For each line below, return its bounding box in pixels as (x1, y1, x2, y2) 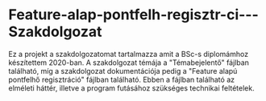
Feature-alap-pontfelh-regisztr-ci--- (8, 6, 260, 24)
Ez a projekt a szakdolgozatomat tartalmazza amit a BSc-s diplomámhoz (8, 49, 248, 59)
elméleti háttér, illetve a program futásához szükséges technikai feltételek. (8, 83, 256, 93)
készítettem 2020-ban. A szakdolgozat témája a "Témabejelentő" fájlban (8, 58, 250, 67)
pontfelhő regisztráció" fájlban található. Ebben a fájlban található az (8, 75, 235, 84)
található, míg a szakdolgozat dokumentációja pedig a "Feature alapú (8, 66, 238, 75)
